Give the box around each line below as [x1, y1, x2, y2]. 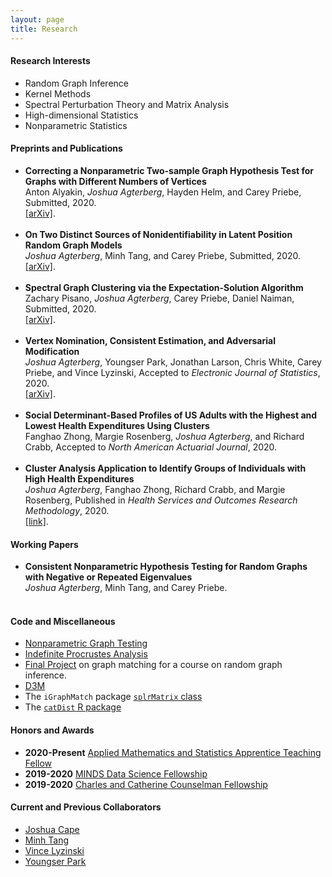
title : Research [10, 24, 78, 34]
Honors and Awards [10, 724, 95, 736]
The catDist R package [24, 701, 122, 713]
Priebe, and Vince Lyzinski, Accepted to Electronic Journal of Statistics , [24, 366, 321, 378]
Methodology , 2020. [24, 504, 110, 516]
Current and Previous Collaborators [10, 801, 162, 813]
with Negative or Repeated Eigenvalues [24, 571, 193, 583]
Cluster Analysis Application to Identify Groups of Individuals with [24, 462, 307, 474]
